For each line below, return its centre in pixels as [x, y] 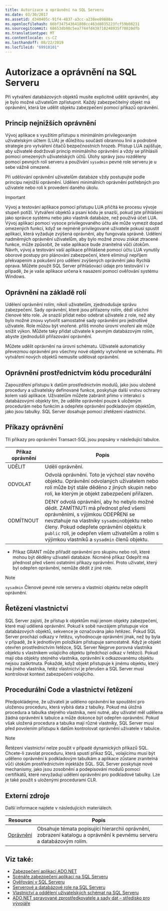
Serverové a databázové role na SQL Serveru [59, 887]
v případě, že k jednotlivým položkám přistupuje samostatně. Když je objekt [83, 642]
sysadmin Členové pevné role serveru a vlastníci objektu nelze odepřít [77, 587]
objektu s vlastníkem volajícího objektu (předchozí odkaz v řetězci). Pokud [82, 652]
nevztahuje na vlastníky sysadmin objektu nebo [99, 521]
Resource [20, 821]
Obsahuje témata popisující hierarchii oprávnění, [93, 829]
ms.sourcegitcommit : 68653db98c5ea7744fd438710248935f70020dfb [72, 29]
